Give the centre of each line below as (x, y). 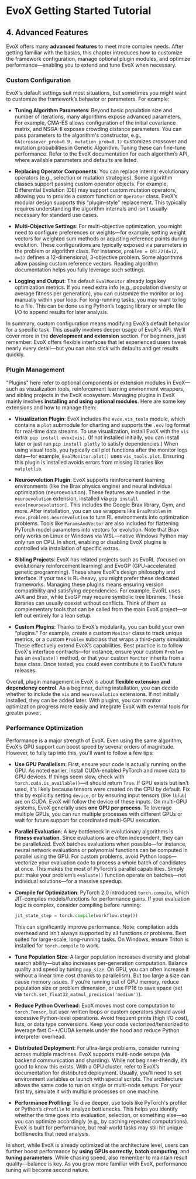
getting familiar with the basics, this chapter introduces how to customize (94, 53)
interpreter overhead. (40, 1036)
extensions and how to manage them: (51, 407)
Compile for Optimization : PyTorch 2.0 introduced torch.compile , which (102, 892)
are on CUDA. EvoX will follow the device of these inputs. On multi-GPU (101, 801)
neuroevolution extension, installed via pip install (76, 498)
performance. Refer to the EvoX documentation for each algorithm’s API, (102, 154)
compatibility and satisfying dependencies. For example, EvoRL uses (97, 590)
